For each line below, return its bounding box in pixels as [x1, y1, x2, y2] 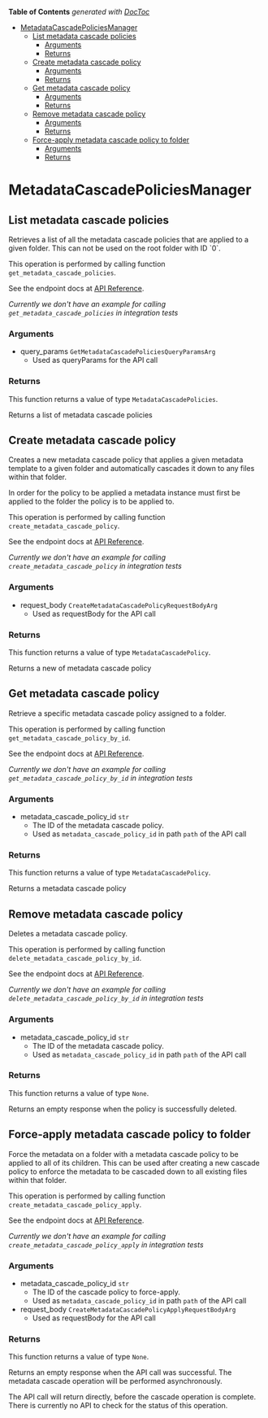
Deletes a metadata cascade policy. [8, 929, 128, 939]
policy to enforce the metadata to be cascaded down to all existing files [8, 1167, 248, 1176]
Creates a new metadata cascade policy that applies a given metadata [8, 455, 244, 465]
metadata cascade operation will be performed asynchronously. [8, 1377, 223, 1386]
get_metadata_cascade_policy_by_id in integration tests [8, 773, 193, 783]
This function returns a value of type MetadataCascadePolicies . [8, 394, 218, 404]
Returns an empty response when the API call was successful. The [8, 1368, 232, 1377]
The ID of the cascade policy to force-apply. [32, 1287, 180, 1297]
